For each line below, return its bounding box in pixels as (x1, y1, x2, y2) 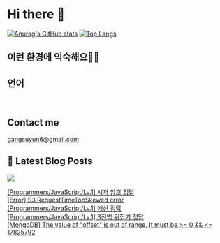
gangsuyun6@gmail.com (7, 135, 79, 143)
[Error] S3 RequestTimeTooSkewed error (7, 196, 124, 204)
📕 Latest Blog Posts (7, 155, 93, 167)
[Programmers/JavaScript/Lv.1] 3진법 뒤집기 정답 (7, 212, 145, 221)
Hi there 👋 (7, 6, 65, 22)
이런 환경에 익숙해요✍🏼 (7, 52, 100, 64)
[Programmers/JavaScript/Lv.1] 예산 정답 (7, 204, 122, 212)
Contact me (7, 117, 59, 128)
